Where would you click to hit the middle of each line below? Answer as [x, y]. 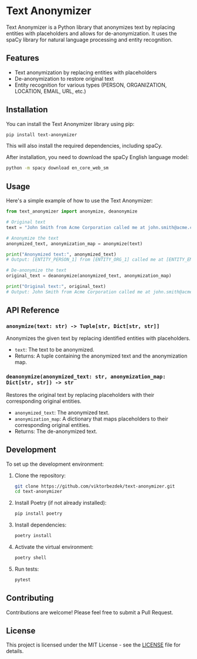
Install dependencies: [40, 525]
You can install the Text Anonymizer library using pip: [70, 124]
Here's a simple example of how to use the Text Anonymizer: [79, 201]
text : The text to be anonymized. [55, 350]
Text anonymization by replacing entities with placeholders [86, 72]
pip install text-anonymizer [42, 135]
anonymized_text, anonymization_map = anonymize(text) [74, 244]
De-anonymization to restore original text [64, 78]
